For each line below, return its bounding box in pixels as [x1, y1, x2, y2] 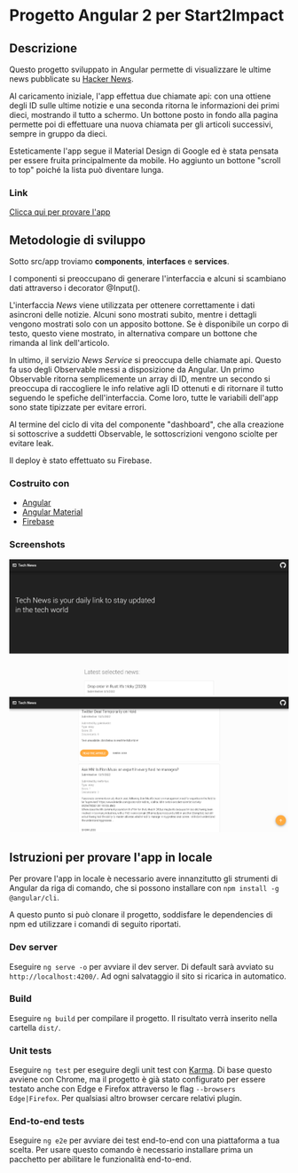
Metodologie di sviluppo [9, 232, 146, 248]
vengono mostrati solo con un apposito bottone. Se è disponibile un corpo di [9, 319, 289, 329]
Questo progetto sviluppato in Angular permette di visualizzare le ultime [9, 64, 271, 75]
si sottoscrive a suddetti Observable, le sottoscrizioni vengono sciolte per [9, 429, 278, 439]
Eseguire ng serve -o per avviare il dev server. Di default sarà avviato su [9, 961, 274, 972]
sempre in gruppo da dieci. [9, 129, 108, 138]
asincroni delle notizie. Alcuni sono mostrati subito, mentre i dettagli [9, 310, 257, 320]
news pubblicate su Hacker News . [9, 74, 135, 84]
